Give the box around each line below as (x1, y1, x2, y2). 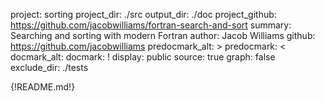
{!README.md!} (10, 81, 76, 93)
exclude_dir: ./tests (10, 62, 89, 73)
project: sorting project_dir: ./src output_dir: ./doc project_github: (10, 9, 277, 20)
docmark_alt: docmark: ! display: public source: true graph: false (10, 51, 276, 63)
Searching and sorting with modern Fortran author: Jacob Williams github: (10, 30, 316, 41)
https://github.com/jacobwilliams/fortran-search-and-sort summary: (10, 19, 292, 31)
